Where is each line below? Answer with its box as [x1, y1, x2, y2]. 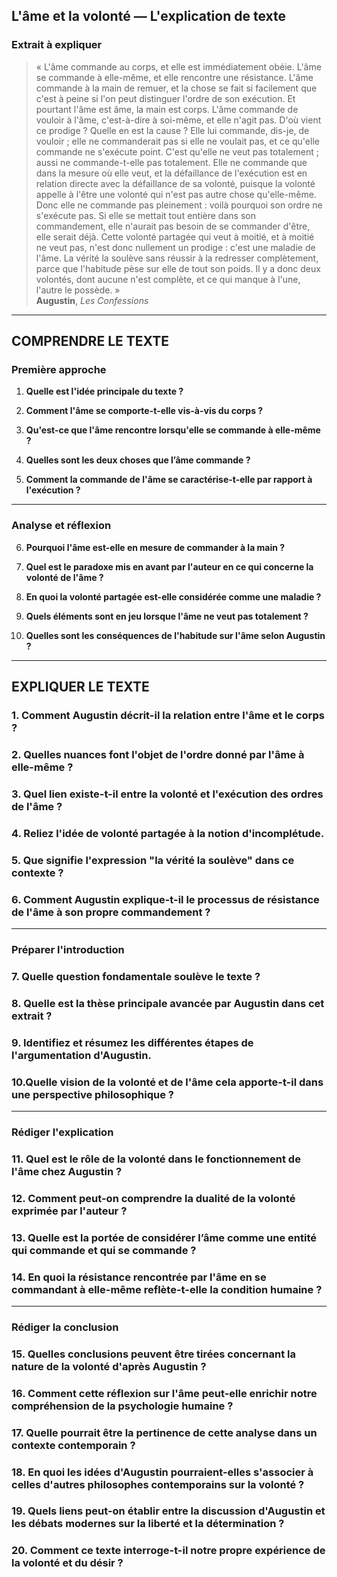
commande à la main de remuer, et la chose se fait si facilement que [35, 82, 318, 94]
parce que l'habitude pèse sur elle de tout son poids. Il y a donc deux [35, 262, 321, 274]
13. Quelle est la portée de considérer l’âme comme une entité [11, 1230, 317, 1244]
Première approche [11, 363, 107, 376]
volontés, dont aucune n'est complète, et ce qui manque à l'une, [35, 273, 301, 285]
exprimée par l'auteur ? [11, 1204, 128, 1218]
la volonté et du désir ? [11, 1556, 124, 1570]
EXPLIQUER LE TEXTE [11, 679, 150, 696]
